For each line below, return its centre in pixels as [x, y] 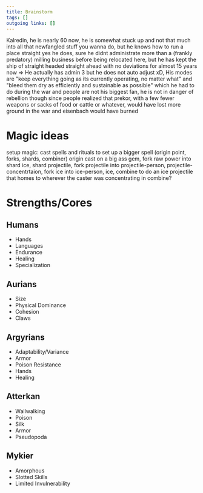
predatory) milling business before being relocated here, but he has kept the [101, 60]
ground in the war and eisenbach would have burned [72, 111]
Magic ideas [38, 135]
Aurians [22, 284]
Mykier [20, 456]
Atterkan [23, 396]
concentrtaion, [25, 172]
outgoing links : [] [31, 23]
